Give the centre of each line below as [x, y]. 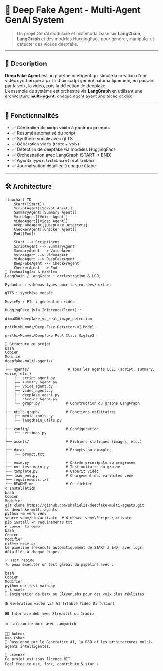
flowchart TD [18, 200]
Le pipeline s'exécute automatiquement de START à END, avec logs [73, 548]
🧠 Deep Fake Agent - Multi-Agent [73, 10]
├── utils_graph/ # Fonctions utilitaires [61, 412]
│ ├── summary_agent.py [31, 383]
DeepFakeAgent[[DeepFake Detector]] [51, 225]
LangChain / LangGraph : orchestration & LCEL [53, 276]
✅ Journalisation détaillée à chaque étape [54, 166]
